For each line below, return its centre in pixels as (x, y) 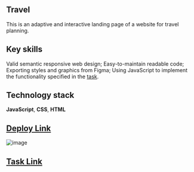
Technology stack (40, 95)
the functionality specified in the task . (53, 76)
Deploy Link (29, 128)
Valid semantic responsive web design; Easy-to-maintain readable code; (95, 64)
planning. (18, 30)
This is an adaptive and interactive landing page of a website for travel (93, 24)
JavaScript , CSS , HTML (36, 109)
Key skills (24, 49)
